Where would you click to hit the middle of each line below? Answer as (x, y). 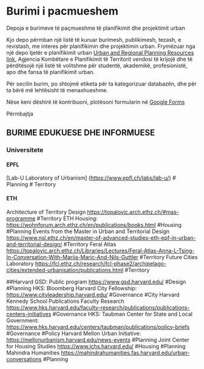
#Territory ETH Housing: (67, 218)
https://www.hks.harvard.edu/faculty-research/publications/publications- (98, 307)
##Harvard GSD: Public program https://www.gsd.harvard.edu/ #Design (96, 282)
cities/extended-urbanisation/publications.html (65, 270)
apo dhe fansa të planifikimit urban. (51, 72)
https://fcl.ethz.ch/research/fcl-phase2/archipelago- (101, 263)
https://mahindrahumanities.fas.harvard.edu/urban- (125, 353)
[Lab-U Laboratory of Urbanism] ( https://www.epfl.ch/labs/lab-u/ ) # (91, 178)
